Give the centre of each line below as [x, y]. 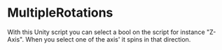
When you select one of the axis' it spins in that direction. [108, 39]
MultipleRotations [60, 13]
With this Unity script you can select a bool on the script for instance [106, 32]
